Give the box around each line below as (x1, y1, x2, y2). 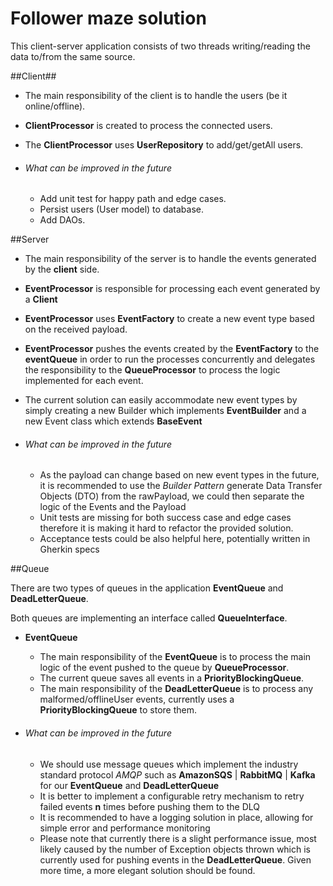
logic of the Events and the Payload (39, 501, 187, 513)
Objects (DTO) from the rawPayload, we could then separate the (39, 490, 305, 502)
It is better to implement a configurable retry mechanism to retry (39, 790, 305, 802)
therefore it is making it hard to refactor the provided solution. (39, 522, 294, 534)
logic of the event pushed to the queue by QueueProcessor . (39, 662, 290, 674)
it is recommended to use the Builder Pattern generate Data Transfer (39, 480, 323, 492)
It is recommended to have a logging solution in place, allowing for (39, 811, 314, 823)
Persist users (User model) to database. (39, 203, 204, 216)
